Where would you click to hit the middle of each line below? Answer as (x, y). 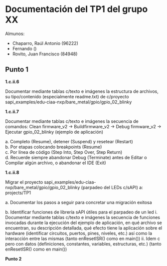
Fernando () (24, 48)
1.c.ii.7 (12, 111)
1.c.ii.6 (12, 81)
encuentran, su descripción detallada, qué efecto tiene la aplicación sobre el (84, 228)
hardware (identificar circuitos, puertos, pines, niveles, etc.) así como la (79, 233)
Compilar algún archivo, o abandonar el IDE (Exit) (56, 163)
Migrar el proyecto (24, 182)
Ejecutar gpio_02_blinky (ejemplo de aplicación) (54, 132)
